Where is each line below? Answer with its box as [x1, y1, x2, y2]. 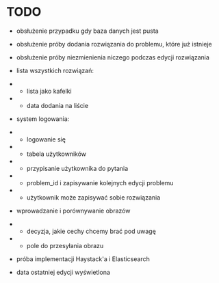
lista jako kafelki [26, 87, 73, 95]
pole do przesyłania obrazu [26, 241, 104, 250]
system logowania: [16, 114, 70, 123]
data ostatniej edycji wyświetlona [16, 268, 111, 276]
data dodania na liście [26, 101, 89, 109]
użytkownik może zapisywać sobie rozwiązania [26, 193, 161, 202]
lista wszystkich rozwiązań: [16, 66, 94, 75]
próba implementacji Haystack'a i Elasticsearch [16, 254, 150, 263]
